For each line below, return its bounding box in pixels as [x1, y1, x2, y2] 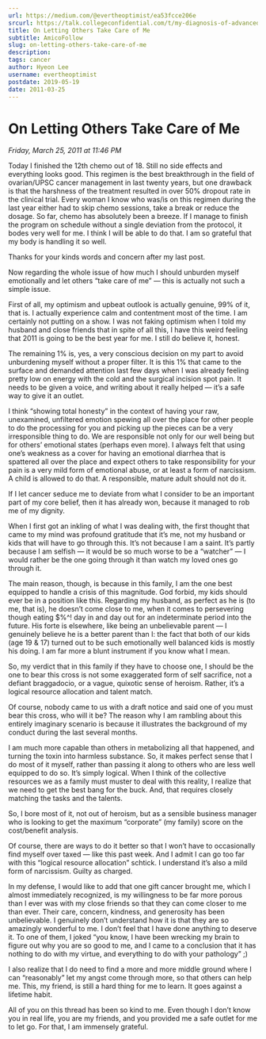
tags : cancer [8, 56, 51, 64]
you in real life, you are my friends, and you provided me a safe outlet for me [8, 1014, 257, 1023]
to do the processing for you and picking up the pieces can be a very [8, 424, 234, 433]
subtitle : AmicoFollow [8, 33, 83, 42]
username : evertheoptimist [8, 71, 97, 79]
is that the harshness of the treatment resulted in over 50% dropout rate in [8, 186, 251, 196]
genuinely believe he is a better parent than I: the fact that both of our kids [8, 630, 251, 639]
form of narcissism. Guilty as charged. [8, 866, 133, 876]
